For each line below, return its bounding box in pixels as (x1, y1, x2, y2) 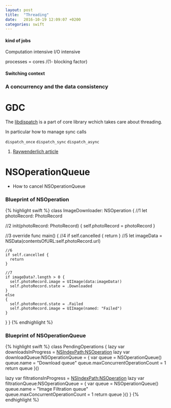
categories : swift (5, 21, 44, 27)
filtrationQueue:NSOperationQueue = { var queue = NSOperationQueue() (5, 380, 159, 387)
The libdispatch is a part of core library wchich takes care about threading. (5, 118, 162, 125)
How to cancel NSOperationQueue (12, 183, 86, 189)
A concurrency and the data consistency (5, 83, 109, 90)
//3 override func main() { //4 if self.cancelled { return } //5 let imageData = (5, 233, 162, 239)
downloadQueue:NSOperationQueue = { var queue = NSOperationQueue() (5, 354, 162, 361)
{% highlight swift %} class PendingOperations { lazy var (5, 344, 125, 350)
